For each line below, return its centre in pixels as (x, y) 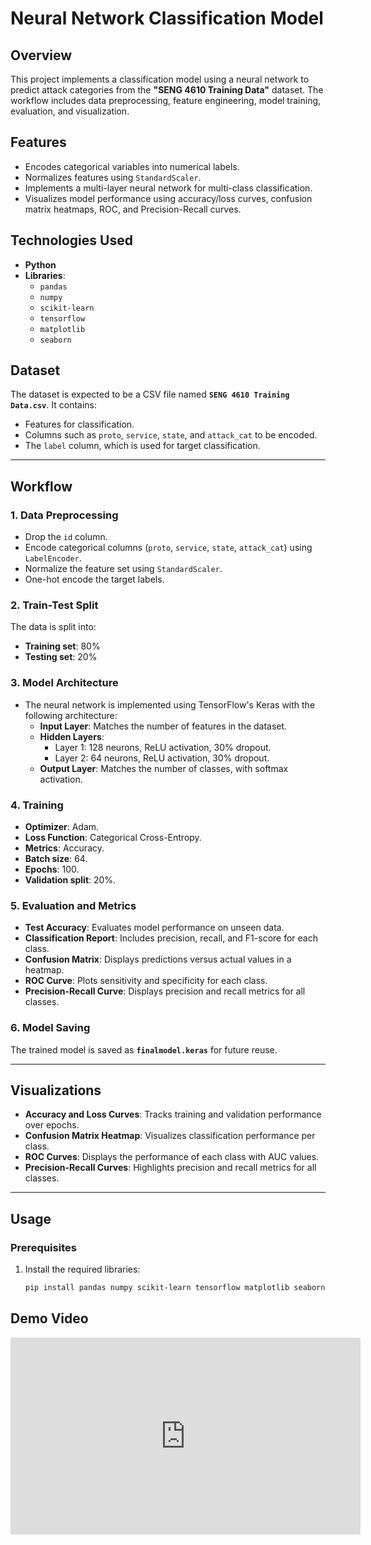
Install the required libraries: (82, 1269)
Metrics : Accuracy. (64, 848)
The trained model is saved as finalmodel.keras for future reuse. (144, 1049)
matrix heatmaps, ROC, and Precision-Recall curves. (133, 209)
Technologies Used (71, 240)
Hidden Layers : (72, 736)
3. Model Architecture (64, 683)
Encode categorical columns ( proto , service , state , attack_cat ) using (168, 548)
